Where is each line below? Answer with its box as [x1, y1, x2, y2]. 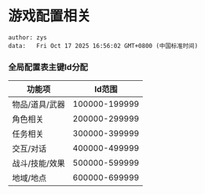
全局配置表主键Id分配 [8, 61, 89, 72]
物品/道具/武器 [12, 99, 65, 110]
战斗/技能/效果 [12, 158, 65, 169]
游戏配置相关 [8, 7, 92, 25]
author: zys [8, 33, 47, 42]
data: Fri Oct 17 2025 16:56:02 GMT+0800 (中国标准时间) [8, 42, 199, 49]
